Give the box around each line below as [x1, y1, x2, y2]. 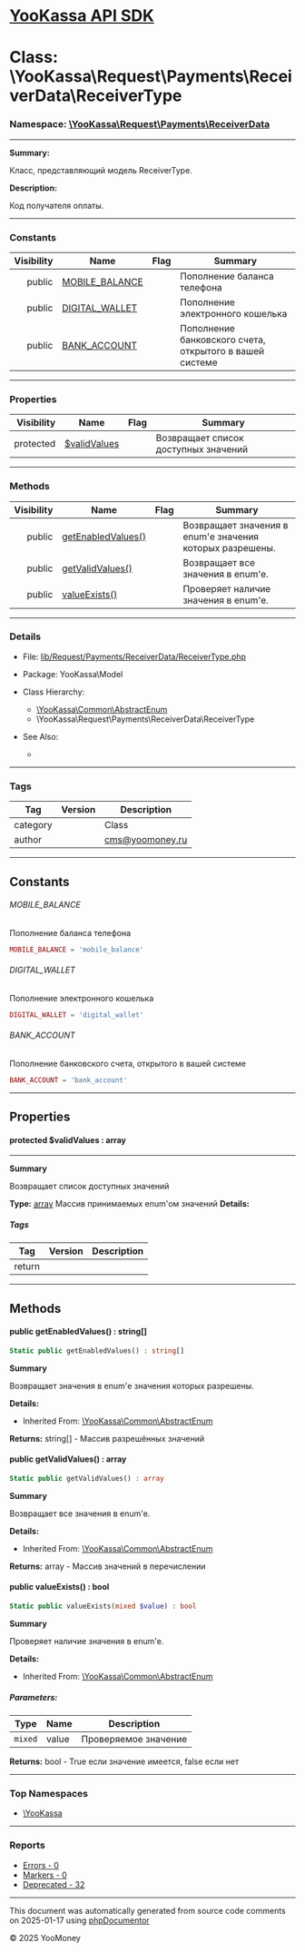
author [14, 833, 43, 846]
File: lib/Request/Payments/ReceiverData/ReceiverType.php [22, 651, 247, 662]
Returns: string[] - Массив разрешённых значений [9, 1433, 205, 1444]
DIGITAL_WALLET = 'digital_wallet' [9, 1010, 144, 1020]
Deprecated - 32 [22, 1878, 85, 1889]
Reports [9, 1839, 45, 1852]
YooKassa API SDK [9, 5, 154, 26]
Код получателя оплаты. [9, 200, 104, 211]
